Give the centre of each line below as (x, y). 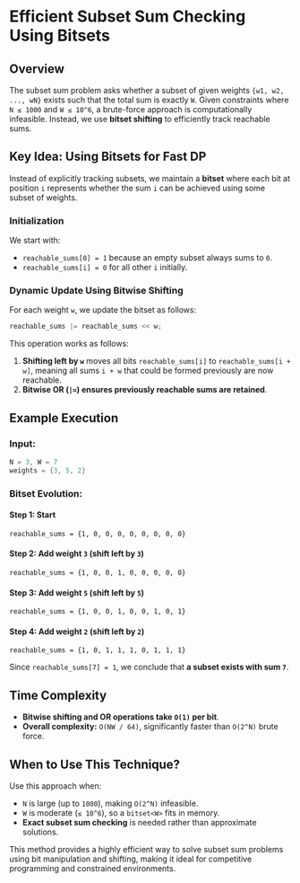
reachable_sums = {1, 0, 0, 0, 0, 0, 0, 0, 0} (98, 534)
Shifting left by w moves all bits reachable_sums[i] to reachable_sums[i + (156, 361)
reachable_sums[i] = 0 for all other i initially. (105, 268)
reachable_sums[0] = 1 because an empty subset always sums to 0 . (147, 258)
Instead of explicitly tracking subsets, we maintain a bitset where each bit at (150, 178)
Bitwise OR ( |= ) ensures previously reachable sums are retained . (145, 390)
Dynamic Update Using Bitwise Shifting (96, 291)
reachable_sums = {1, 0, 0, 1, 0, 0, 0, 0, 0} (98, 573)
